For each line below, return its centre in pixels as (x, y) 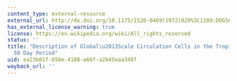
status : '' (23, 40)
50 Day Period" (36, 54)
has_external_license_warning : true (61, 27)
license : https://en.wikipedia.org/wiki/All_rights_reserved (99, 33)
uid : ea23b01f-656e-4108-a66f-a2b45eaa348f (72, 60)
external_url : (28, 20)
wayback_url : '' (31, 66)
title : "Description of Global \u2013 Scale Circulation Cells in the (110, 46)
